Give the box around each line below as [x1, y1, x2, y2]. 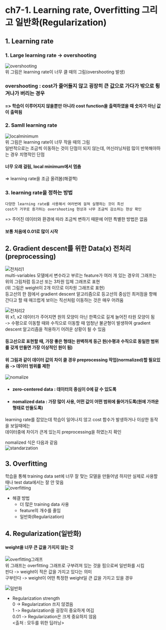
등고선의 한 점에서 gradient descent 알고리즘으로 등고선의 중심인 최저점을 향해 [5, 291, 157, 297]
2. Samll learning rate [5, 122, 58, 129]
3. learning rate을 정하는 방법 [5, 189, 73, 196]
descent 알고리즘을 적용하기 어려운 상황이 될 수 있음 [5, 326, 106, 332]
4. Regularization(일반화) [5, 530, 82, 538]
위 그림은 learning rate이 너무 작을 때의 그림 [5, 139, 90, 145]
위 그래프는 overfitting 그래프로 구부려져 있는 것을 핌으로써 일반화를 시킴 [5, 562, 145, 568]
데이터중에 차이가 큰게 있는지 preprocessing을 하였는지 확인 [5, 429, 122, 435]
